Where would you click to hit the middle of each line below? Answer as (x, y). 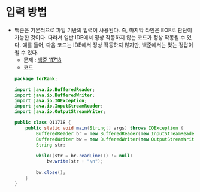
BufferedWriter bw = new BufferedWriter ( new (93, 139)
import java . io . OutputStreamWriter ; (60, 112)
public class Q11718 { (43, 123)
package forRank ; (36, 78)
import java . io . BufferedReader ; (54, 89)
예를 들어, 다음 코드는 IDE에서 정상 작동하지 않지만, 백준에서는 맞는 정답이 (108, 45)
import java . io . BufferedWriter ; (54, 95)
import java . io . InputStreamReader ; (59, 106)
